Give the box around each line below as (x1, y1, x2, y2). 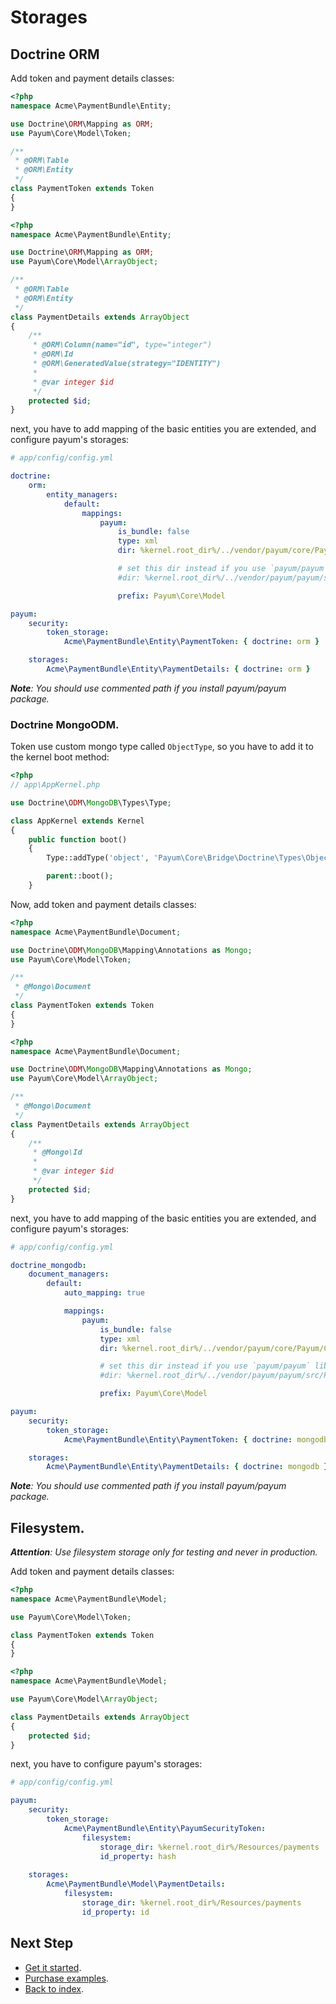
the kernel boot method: (10, 751, 110, 763)
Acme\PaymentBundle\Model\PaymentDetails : (46, 1879, 226, 1890)
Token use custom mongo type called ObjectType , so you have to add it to (10, 741, 314, 753)
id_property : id (81, 1907, 150, 1917)
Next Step (10, 1935, 74, 1952)
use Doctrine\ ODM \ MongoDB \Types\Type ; (10, 797, 172, 808)
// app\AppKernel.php (10, 780, 101, 790)
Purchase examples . (24, 1972, 109, 1984)
